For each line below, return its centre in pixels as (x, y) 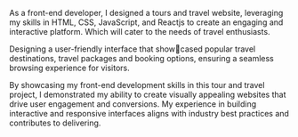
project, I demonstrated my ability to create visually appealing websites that (148, 94)
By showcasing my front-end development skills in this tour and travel (137, 85)
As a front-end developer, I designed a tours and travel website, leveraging (146, 13)
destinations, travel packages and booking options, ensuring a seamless (141, 58)
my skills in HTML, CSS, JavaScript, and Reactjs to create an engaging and (146, 22)
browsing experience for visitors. (70, 68)
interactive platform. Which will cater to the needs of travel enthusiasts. (140, 32)
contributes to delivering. (55, 123)
